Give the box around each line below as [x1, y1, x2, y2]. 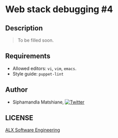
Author [5, 85, 28, 94]
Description [5, 24, 43, 32]
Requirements [5, 52, 50, 60]
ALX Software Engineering [5, 127, 61, 133]
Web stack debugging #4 [5, 4, 113, 15]
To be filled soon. [17, 37, 54, 43]
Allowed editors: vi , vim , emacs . [12, 65, 77, 72]
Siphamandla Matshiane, [12, 99, 64, 105]
